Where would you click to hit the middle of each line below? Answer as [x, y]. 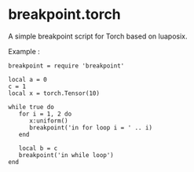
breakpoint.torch [65, 15]
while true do [31, 107]
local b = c [38, 148]
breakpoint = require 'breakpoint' [66, 66]
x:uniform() [48, 121]
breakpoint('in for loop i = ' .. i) [91, 127]
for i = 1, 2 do [45, 114]
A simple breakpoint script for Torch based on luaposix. [98, 36]
